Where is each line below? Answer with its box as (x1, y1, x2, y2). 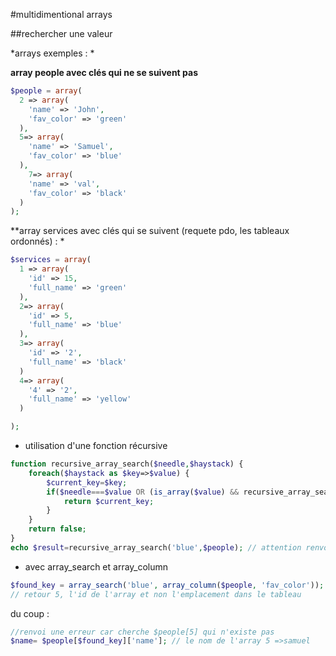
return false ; (28, 524, 87, 534)
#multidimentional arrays (10, 9, 113, 20)
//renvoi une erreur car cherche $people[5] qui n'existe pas (10, 627, 275, 637)
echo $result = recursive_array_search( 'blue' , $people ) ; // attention (10, 542, 302, 553)
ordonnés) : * (10, 235, 65, 248)
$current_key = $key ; (46, 477, 128, 488)
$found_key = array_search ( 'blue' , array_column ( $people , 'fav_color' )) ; (10, 580, 325, 590)
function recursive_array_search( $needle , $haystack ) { (10, 459, 244, 469)
